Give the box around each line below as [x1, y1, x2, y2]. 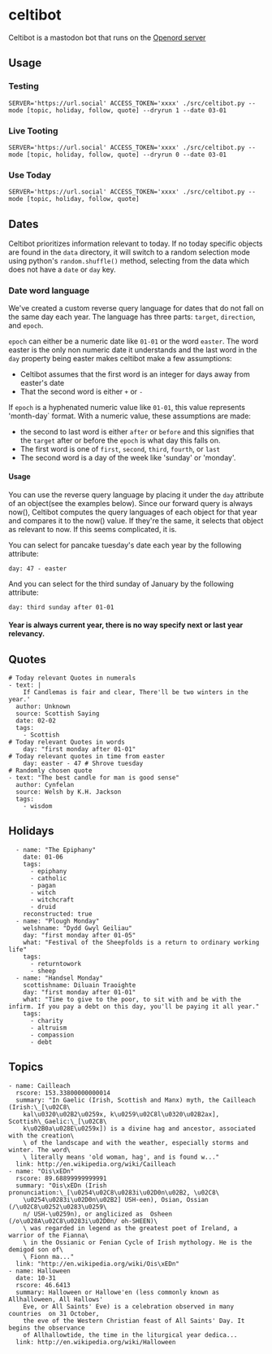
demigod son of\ [8, 1245, 63, 1254]
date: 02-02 [15, 716, 57, 725]
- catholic [29, 874, 67, 882]
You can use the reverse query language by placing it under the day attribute [8, 490, 264, 500]
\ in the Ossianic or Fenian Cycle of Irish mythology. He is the [23, 1238, 253, 1247]
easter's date [19, 378, 65, 388]
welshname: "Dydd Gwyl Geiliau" [23, 924, 132, 933]
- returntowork [29, 959, 82, 967]
